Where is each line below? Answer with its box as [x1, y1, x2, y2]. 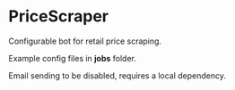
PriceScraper [8, 6, 109, 27]
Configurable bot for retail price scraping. [8, 36, 162, 46]
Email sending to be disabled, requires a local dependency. [8, 70, 226, 81]
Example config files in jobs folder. [8, 53, 136, 63]
